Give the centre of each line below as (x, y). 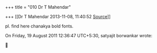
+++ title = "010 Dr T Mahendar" (38, 7)
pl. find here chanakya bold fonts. (39, 26)
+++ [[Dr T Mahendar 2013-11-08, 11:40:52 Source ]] (58, 16)
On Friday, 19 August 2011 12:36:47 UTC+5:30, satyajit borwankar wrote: (79, 36)
